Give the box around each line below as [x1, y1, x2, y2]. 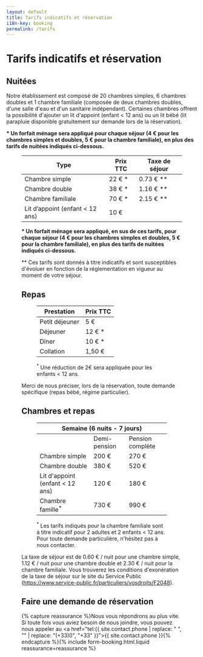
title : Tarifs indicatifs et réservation [6, 15, 113, 21]
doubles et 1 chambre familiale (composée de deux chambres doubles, [6, 98, 183, 106]
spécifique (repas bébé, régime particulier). [21, 388, 130, 395]
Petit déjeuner [39, 318, 80, 326]
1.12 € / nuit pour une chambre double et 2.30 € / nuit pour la [21, 559, 173, 567]
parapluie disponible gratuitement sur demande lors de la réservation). [6, 118, 182, 125]
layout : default [6, 9, 47, 15]
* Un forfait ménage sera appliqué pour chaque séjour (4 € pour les [6, 130, 179, 137]
